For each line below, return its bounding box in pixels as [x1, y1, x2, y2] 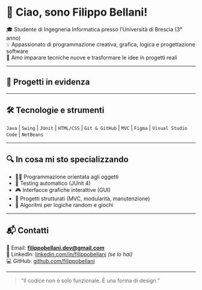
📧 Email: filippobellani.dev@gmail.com [6, 244, 105, 251]
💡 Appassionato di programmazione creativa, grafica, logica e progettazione [6, 40, 195, 48]
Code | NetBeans [6, 131, 44, 138]
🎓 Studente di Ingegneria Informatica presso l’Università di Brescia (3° [6, 25, 183, 32]
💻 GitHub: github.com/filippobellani [6, 258, 95, 265]
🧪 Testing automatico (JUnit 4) [14, 180, 91, 187]
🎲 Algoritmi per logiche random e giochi [14, 202, 114, 209]
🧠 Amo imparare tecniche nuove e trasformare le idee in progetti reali [6, 54, 177, 61]
